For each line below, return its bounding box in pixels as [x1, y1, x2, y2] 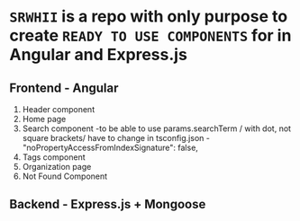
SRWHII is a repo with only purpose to [9, 6, 288, 27]
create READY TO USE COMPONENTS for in [9, 25, 292, 46]
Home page [22, 114, 67, 124]
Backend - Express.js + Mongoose [9, 197, 206, 212]
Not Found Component [22, 171, 108, 181]
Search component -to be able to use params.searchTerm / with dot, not [22, 123, 291, 134]
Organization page [22, 162, 92, 172]
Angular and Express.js [9, 45, 187, 65]
